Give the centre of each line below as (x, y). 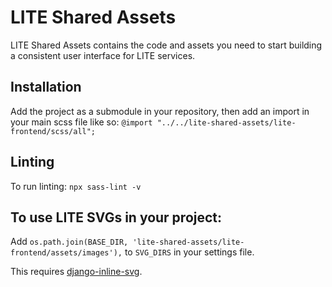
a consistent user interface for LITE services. (103, 55)
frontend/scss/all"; (53, 131)
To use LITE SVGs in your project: (116, 217)
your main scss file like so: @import (81, 122)
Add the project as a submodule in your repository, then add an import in (160, 111)
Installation (46, 87)
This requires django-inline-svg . (76, 272)
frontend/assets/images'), (66, 253)
